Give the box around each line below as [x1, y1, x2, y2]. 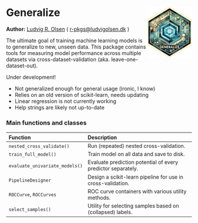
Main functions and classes [6, 118, 87, 127]
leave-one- [111, 56, 138, 63]
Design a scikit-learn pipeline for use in [87, 173, 184, 180]
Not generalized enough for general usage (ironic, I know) [14, 85, 156, 92]
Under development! [6, 73, 56, 80]
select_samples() [8, 206, 51, 212]
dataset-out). [6, 62, 38, 69]
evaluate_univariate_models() [8, 163, 83, 169]
